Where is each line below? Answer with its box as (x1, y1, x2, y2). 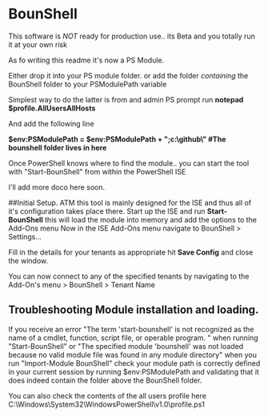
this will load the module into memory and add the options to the (45, 215, 258, 224)
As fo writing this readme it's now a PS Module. (8, 55, 165, 65)
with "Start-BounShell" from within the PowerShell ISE (8, 166, 186, 176)
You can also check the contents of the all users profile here (8, 391, 206, 400)
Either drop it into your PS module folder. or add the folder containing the (8, 70, 249, 80)
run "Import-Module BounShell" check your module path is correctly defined (8, 358, 261, 368)
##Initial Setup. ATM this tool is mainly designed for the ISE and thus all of (8, 198, 252, 207)
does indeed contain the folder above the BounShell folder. (8, 375, 202, 385)
